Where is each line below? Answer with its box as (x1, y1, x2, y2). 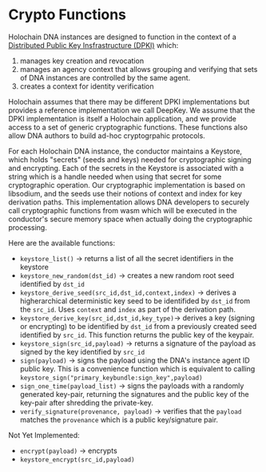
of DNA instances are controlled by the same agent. (19, 73, 191, 82)
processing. (8, 222, 48, 232)
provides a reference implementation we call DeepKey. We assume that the (8, 105, 256, 115)
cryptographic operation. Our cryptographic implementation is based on (8, 180, 245, 189)
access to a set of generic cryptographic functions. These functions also (8, 122, 248, 132)
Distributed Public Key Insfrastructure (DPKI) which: (8, 40, 179, 50)
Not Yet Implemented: (8, 430, 80, 440)
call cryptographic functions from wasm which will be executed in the (8, 205, 237, 215)
